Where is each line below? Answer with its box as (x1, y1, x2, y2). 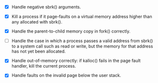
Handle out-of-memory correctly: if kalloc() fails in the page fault (11, 58, 141, 64)
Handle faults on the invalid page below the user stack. (11, 72, 121, 78)
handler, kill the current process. (11, 63, 76, 69)
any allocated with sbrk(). (11, 19, 62, 25)
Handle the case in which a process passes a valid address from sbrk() (11, 38, 153, 44)
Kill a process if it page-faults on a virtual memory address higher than (11, 14, 153, 20)
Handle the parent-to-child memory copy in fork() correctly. (11, 28, 131, 34)
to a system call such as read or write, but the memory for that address (11, 43, 153, 49)
